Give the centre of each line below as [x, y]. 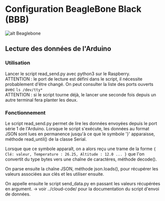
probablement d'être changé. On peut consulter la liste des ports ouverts [79, 84]
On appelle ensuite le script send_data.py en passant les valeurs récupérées [83, 183]
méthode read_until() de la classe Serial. [46, 139]
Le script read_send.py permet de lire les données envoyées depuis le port [81, 123]
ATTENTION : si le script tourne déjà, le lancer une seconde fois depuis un [81, 94]
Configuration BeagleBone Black [73, 9]
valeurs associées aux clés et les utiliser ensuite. [55, 174]
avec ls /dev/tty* [24, 89]
